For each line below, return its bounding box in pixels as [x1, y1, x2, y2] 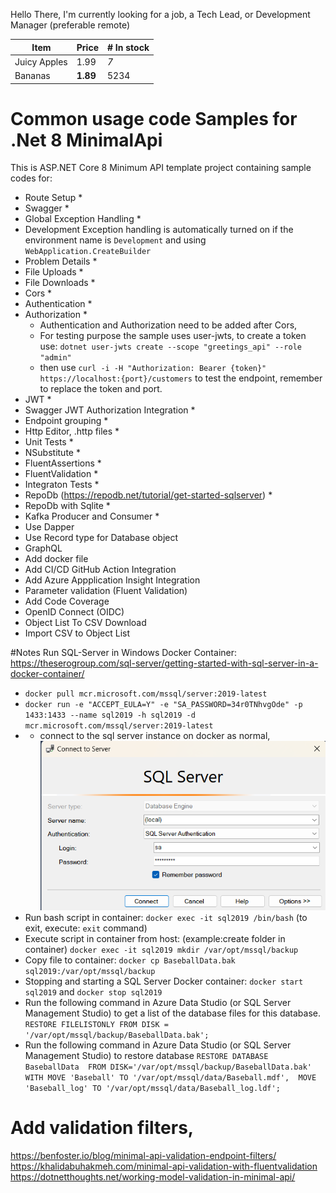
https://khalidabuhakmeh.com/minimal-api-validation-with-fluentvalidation [10, 1160, 318, 1172]
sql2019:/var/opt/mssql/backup [24, 966, 156, 976]
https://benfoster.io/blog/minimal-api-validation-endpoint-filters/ [10, 1149, 277, 1161]
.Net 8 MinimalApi [10, 129, 163, 151]
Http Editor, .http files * [24, 425, 120, 438]
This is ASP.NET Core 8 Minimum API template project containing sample [10, 162, 312, 174]
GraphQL [24, 542, 63, 554]
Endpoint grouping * [24, 415, 109, 427]
